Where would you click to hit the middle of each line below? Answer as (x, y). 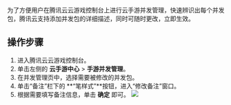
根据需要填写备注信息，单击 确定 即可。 (73, 94)
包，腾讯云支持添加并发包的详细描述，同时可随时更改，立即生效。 (101, 19)
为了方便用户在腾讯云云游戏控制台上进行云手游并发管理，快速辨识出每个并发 (116, 10)
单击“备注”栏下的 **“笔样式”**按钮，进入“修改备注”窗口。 (99, 86)
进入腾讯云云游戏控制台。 (53, 60)
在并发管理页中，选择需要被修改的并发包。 (78, 77)
